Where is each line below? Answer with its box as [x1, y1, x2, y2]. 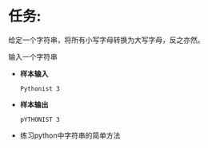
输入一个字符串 [8, 52, 58, 61]
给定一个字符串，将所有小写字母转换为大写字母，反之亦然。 [8, 35, 205, 45]
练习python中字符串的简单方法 [19, 130, 121, 140]
